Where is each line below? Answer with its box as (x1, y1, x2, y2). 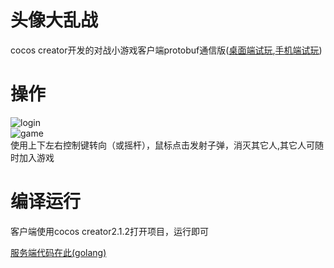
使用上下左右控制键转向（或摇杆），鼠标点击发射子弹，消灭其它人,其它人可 (10, 139, 316, 151)
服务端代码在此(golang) (10, 246, 107, 258)
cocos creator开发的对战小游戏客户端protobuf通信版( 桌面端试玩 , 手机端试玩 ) (10, 44, 323, 56)
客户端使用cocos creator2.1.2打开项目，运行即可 (10, 225, 210, 237)
